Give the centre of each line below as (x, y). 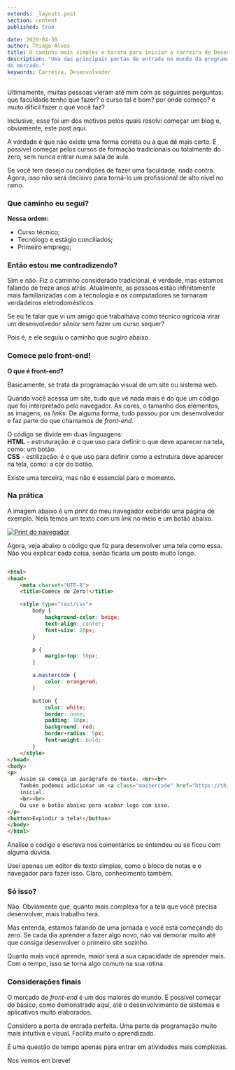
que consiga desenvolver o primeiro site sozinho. (78, 943)
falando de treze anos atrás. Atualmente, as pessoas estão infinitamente (111, 288)
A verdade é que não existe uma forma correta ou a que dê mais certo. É (112, 142)
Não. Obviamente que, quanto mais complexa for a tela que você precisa (112, 907)
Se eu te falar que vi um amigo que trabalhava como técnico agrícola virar (114, 316)
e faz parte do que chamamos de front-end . (71, 420)
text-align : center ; (74, 624)
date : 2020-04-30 (33, 39)
